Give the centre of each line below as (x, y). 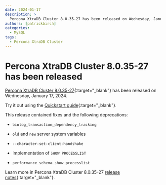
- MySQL (18, 33)
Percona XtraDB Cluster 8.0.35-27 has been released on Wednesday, (81, 19)
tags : (11, 37)
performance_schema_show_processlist (51, 163)
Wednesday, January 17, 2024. (36, 95)
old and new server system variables (49, 134)
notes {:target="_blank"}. (30, 177)
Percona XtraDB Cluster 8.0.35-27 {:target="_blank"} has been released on (81, 90)
